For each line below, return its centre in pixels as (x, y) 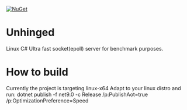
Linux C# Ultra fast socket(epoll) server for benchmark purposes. (85, 48)
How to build (37, 72)
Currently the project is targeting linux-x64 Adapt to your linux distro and (93, 88)
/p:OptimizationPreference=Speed (47, 100)
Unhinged (30, 33)
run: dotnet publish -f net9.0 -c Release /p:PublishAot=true (77, 94)
